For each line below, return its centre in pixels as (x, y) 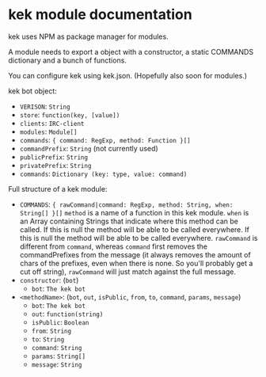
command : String (57, 347)
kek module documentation (100, 15)
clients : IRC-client (52, 123)
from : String (51, 330)
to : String (48, 339)
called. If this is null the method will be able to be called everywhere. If (134, 229)
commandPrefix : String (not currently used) (89, 148)
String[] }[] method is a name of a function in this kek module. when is (134, 212)
